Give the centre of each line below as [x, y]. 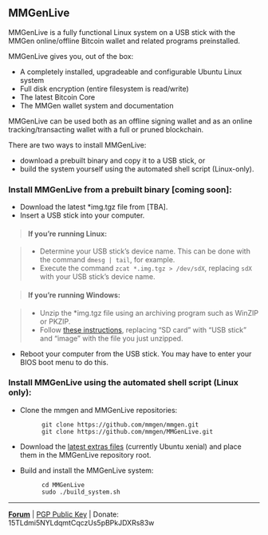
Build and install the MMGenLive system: [87, 470]
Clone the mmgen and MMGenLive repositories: [99, 410]
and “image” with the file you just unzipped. [111, 338]
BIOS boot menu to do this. [64, 362]
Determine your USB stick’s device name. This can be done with [145, 251]
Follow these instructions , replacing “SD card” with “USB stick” [143, 329]
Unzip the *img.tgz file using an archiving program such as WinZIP [149, 313]
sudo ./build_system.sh [81, 492]
